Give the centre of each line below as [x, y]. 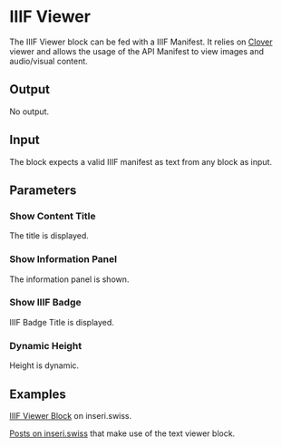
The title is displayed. [49, 236]
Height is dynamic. [44, 365]
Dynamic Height [46, 345]
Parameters [43, 190]
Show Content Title [53, 216]
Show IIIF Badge [45, 303]
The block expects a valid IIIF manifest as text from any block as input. [141, 161]
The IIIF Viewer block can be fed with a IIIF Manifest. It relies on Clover [141, 42]
